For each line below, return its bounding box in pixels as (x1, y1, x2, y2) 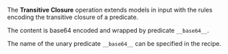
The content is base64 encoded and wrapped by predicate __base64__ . (7, 27, 209, 34)
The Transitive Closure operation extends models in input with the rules (7, 6, 213, 14)
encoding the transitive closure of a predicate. (7, 13, 139, 21)
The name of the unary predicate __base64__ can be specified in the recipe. (7, 40, 222, 47)
